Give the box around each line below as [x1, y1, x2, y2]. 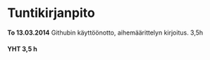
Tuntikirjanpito [7, 5, 95, 21]
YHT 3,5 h [7, 44, 37, 53]
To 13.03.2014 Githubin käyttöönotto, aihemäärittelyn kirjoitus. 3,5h [7, 28, 204, 37]
